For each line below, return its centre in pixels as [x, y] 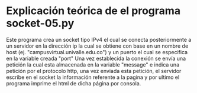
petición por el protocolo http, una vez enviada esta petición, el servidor [94, 71]
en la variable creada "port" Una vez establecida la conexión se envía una [96, 58]
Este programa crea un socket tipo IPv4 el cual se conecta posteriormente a [99, 39]
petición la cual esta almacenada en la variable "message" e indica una [93, 64]
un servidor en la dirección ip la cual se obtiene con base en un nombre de [97, 46]
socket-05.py [40, 23]
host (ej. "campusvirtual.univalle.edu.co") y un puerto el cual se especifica [97, 52]
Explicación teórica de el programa [93, 11]
